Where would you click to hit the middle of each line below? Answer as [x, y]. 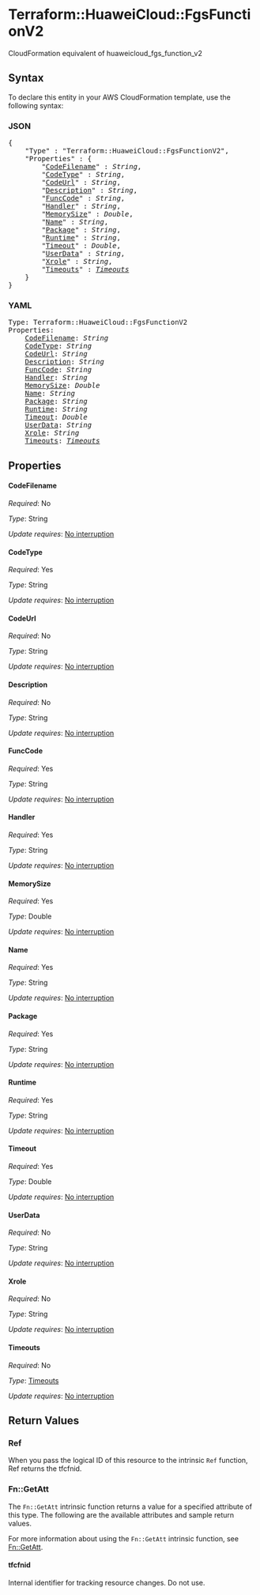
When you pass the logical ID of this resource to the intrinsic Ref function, [128, 1461]
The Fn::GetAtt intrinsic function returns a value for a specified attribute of [130, 1506]
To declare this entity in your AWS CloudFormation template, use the [119, 97]
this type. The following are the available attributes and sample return [121, 1514]
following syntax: [36, 105]
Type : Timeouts [34, 1380]
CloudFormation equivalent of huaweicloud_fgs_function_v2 [106, 53]
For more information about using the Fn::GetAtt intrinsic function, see [124, 1538]
